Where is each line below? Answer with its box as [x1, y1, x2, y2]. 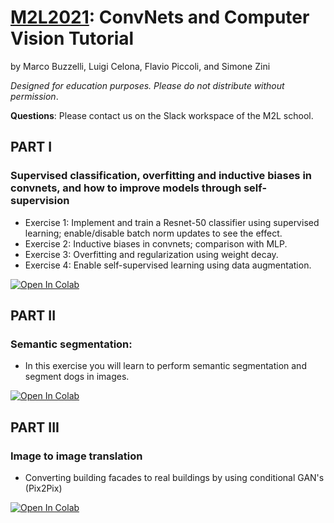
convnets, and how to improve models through [10, 181, 242, 195]
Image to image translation [10, 449, 143, 463]
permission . [10, 90, 59, 102]
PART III [10, 419, 60, 436]
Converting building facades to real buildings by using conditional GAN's [24, 472, 325, 483]
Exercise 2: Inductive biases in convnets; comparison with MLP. [24, 237, 288, 250]
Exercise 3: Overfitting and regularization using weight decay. [24, 248, 279, 260]
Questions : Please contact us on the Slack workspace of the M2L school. [10, 109, 314, 121]
